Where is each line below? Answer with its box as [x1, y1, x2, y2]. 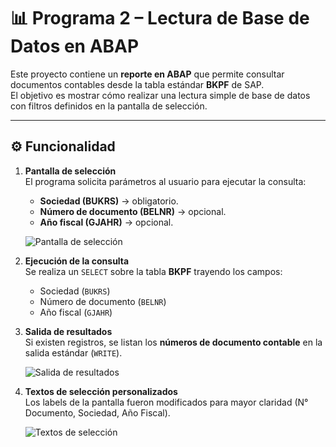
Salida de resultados [24, 325, 113, 337]
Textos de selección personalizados [24, 385, 178, 397]
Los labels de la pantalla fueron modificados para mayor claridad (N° [24, 396, 309, 408]
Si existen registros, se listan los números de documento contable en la [24, 336, 323, 348]
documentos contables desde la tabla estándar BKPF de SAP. [10, 78, 265, 90]
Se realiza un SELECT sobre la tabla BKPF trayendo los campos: [24, 265, 283, 277]
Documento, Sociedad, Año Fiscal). [24, 406, 171, 419]
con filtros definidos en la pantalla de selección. [10, 100, 208, 112]
